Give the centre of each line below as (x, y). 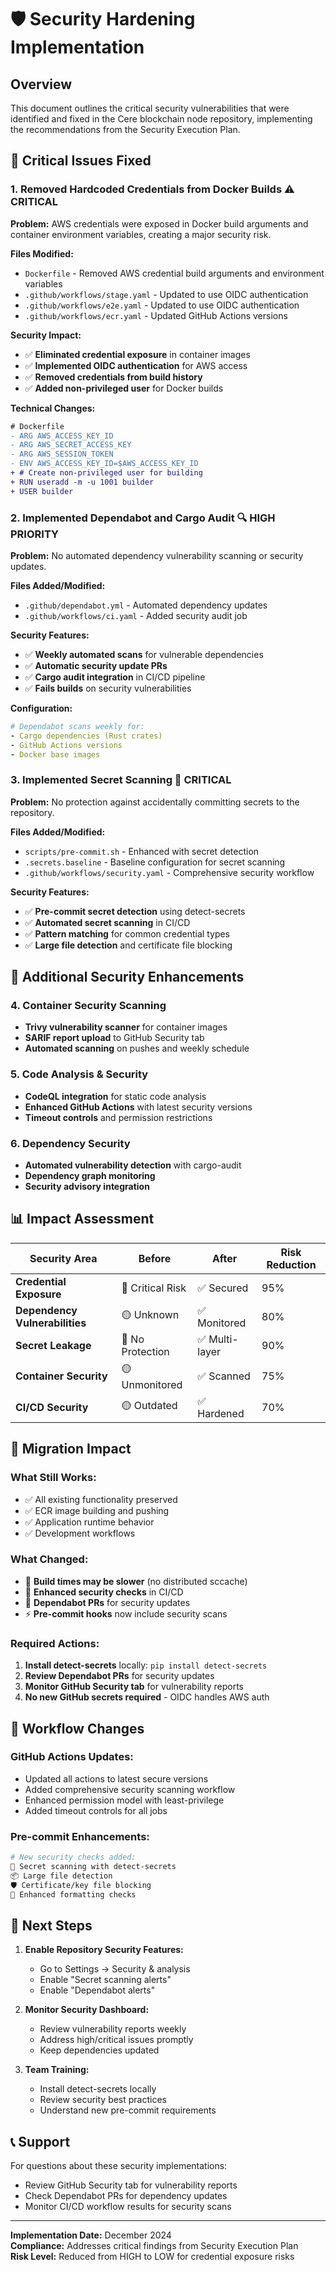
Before (155, 1258)
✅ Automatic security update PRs (96, 665)
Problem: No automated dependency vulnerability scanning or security (157, 555)
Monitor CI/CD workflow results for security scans (128, 2207)
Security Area (63, 1258)
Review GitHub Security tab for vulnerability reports (131, 2185)
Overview (41, 84)
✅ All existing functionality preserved (101, 1499)
